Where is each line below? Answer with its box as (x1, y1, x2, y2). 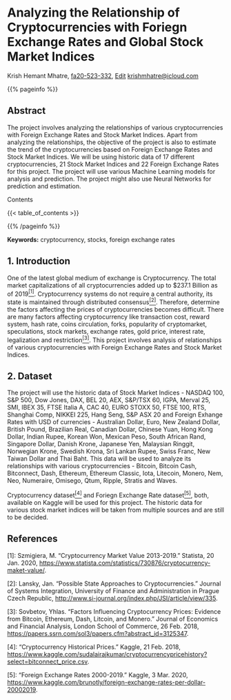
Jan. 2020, (7, 559, 38, 567)
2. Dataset (7, 370, 52, 382)
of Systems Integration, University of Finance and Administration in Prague (7, 586, 219, 594)
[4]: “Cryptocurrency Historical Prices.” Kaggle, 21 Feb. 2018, (7, 643, 181, 651)
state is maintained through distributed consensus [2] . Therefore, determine (7, 297, 220, 306)
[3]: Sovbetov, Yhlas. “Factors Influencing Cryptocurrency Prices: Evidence (7, 607, 221, 615)
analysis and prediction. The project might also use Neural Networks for (7, 174, 212, 183)
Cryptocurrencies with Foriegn (7, 19, 188, 35)
